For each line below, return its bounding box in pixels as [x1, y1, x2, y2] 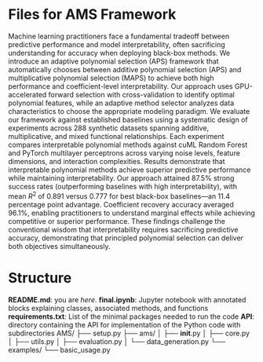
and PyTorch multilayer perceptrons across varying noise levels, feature [8, 148, 241, 158]
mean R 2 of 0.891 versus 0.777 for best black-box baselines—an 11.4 [8, 190, 230, 201]
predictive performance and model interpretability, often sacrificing [8, 39, 225, 49]
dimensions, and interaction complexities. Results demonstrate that [8, 156, 225, 166]
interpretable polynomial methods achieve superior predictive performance [8, 165, 251, 174]
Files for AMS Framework [8, 5, 177, 24]
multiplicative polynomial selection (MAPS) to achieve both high [8, 73, 214, 82]
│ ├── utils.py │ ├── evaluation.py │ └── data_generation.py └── [8, 336, 226, 346]
